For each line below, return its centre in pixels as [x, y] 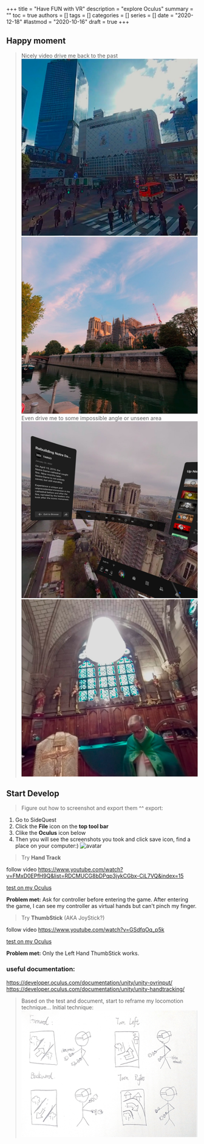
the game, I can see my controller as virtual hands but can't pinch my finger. [102, 906]
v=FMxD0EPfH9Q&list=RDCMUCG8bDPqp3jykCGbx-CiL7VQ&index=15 [95, 876]
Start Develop [33, 794]
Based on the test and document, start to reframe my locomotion [102, 1001]
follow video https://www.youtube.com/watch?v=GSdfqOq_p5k [86, 930]
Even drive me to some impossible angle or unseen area [91, 418]
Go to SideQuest [36, 820]
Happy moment [36, 41]
